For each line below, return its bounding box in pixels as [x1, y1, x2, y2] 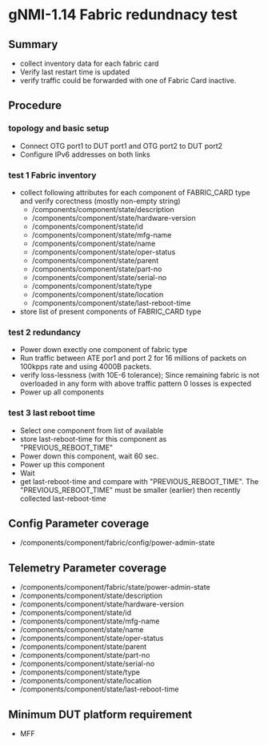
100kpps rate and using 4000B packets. [19, 362, 152, 371]
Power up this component [19, 459, 106, 469]
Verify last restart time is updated [19, 67, 130, 77]
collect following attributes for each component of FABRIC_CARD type [19, 187, 250, 197]
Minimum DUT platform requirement [8, 707, 193, 721]
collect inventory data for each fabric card [19, 58, 159, 68]
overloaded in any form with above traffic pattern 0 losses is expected [19, 379, 252, 389]
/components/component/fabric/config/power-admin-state [19, 538, 215, 547]
